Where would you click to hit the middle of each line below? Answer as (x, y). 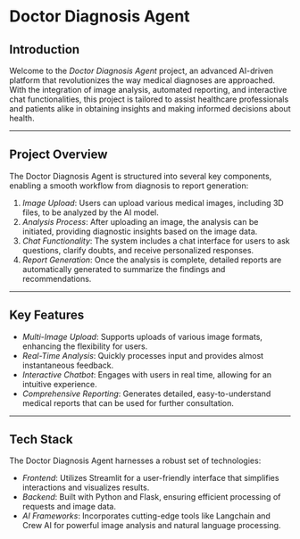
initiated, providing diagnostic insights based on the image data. (140, 231)
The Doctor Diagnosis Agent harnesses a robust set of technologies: (135, 460)
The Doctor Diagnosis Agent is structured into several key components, (141, 176)
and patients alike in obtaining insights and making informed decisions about (150, 108)
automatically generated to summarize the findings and (124, 269)
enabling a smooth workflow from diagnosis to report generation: (129, 186)
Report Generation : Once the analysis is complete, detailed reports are (152, 260)
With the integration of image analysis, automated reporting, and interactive (148, 90)
